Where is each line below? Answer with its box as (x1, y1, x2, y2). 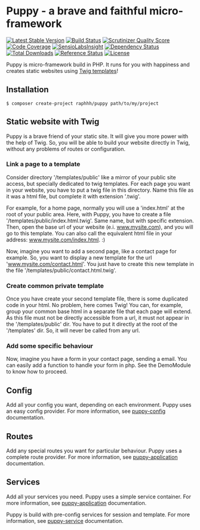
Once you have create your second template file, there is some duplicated (6, 295, 188, 302)
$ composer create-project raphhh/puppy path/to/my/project (6, 100, 159, 106)
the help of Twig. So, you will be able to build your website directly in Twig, (6, 139, 190, 146)
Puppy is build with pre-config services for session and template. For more (6, 511, 190, 518)
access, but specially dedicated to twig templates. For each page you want (6, 180, 190, 187)
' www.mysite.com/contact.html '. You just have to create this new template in (6, 260, 194, 267)
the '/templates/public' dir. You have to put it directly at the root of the (6, 321, 178, 328)
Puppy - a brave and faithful (6, 4, 147, 18)
